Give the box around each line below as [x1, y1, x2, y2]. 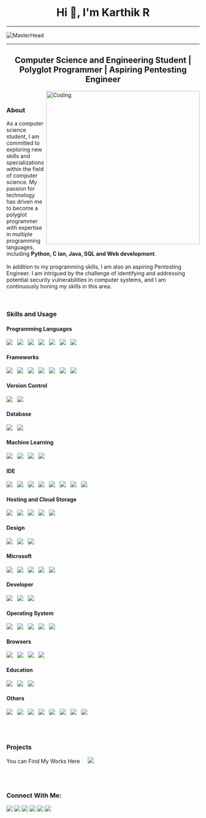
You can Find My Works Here [6, 757, 80, 765]
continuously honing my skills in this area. [6, 283, 112, 290]
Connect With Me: [6, 791, 62, 800]
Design [6, 524, 25, 531]
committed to [6, 139, 40, 147]
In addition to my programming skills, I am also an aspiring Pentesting [6, 263, 182, 270]
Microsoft [6, 552, 32, 560]
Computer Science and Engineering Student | [14, 55, 192, 66]
